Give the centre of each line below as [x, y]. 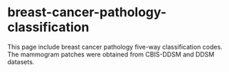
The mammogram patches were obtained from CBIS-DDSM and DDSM [111, 54]
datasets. [21, 61]
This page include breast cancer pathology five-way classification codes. [115, 47]
